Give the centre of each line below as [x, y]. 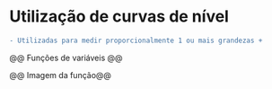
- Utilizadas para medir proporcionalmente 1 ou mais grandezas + [136, 40]
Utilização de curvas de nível [119, 17]
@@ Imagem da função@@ [61, 75]
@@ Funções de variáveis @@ [66, 58]
